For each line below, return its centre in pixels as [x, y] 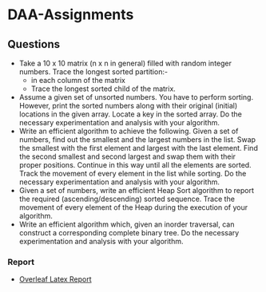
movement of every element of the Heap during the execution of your [133, 207]
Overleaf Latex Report [56, 279]
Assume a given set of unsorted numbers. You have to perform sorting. [136, 97]
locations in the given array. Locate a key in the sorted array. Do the [131, 114]
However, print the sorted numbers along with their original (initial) [128, 106]
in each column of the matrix [78, 80]
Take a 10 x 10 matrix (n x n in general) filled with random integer [125, 63]
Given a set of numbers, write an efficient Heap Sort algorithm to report [137, 190]
